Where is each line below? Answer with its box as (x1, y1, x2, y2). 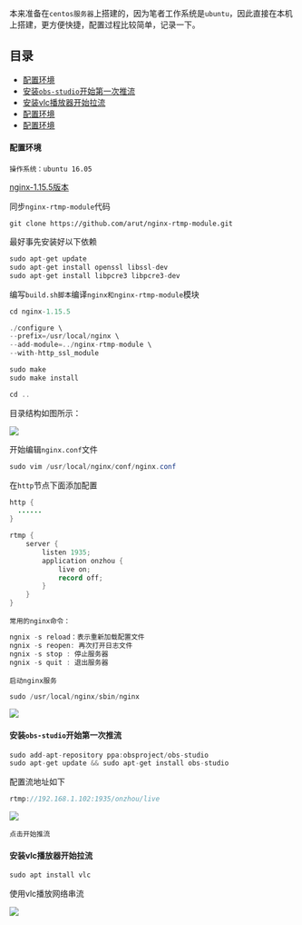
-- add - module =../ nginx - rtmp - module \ (9, 340, 152, 350)
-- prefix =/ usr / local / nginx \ (9, 332, 120, 341)
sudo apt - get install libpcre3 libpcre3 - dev (9, 271, 180, 280)
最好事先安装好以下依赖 (9, 236, 97, 247)
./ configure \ (9, 323, 63, 333)
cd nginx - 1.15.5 (9, 307, 71, 316)
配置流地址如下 (9, 776, 65, 788)
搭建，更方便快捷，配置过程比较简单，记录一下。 (16, 19, 200, 30)
